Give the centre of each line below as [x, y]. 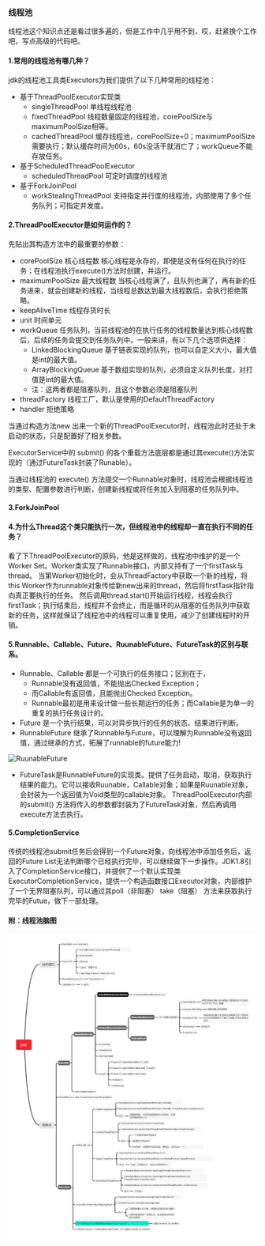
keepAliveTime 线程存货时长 [65, 310]
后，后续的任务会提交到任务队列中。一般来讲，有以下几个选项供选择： [134, 340]
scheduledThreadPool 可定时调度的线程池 [99, 176]
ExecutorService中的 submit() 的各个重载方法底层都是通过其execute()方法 [128, 452]
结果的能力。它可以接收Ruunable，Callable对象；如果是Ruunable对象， [136, 784]
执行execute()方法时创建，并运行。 [118, 270]
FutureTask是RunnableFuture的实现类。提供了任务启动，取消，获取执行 [136, 774]
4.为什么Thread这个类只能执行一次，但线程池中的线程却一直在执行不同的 [127, 527]
